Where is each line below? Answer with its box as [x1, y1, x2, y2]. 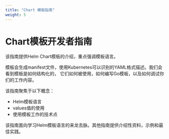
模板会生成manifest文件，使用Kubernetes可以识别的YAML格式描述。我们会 [5, 64, 163, 70]
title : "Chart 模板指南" [5, 7, 55, 13]
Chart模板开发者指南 [5, 36, 93, 47]
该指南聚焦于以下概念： [5, 88, 54, 94]
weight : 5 [5, 12, 26, 17]
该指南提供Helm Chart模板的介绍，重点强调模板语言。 [5, 53, 119, 60]
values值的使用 [12, 105, 45, 111]
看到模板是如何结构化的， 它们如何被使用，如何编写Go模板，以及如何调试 [5, 71, 160, 77]
